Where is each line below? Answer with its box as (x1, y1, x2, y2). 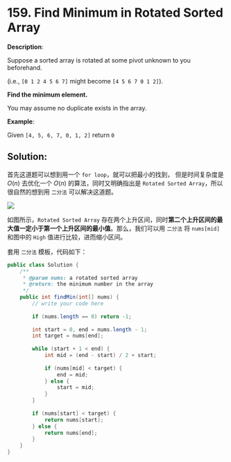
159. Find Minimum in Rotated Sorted (7, 5, 223, 21)
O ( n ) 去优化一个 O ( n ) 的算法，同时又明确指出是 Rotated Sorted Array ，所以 (7, 179, 223, 187)
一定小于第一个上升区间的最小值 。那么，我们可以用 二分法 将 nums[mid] (19, 224, 220, 232)
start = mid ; (56, 384, 95, 391)
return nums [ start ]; (44, 416, 104, 423)
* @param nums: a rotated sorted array (22, 274, 138, 281)
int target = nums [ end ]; (32, 332, 104, 340)
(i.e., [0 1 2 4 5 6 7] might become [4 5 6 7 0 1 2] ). (7, 76, 164, 85)
